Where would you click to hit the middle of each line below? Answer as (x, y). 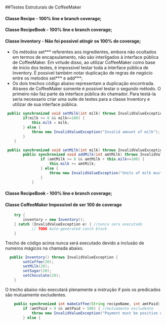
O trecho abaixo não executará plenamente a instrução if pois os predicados (83, 289)
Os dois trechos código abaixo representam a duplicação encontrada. (83, 83)
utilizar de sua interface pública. (45, 104)
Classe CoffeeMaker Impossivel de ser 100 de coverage (63, 204)
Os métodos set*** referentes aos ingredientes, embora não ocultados (84, 52)
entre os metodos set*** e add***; (47, 78)
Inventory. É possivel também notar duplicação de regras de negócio (83, 73)
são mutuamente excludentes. (36, 295)
